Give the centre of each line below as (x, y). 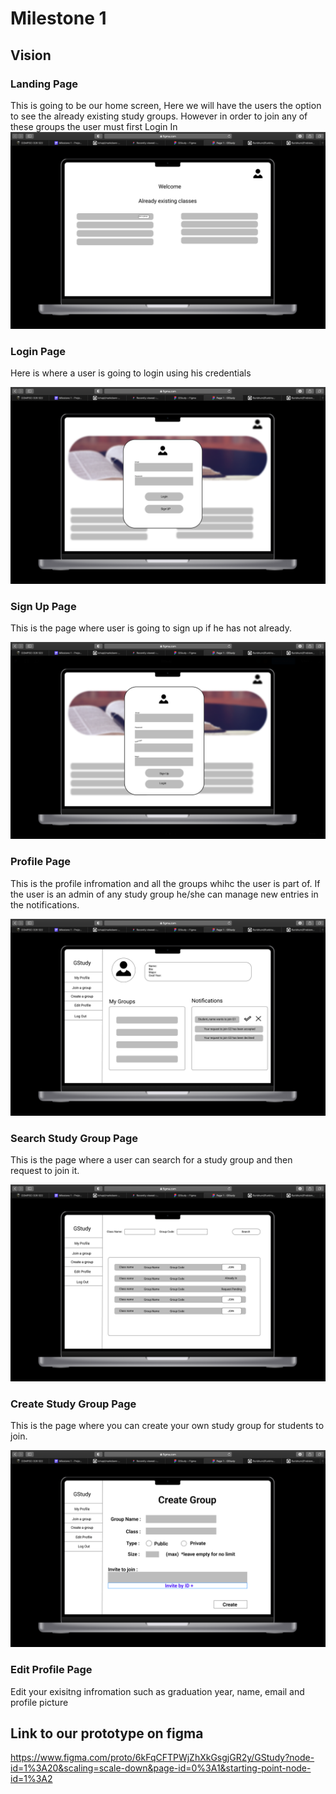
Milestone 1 (58, 18)
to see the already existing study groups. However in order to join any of (159, 116)
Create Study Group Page (73, 1404)
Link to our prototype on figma (107, 1733)
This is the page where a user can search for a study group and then (151, 1160)
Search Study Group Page (74, 1138)
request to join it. (45, 1171)
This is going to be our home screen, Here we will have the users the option (166, 105)
